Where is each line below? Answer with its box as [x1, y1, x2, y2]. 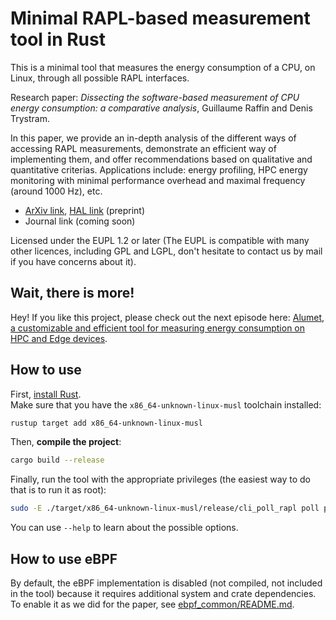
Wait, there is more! [10, 285, 135, 302]
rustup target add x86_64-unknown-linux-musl [10, 418, 203, 428]
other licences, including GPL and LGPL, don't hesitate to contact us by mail [10, 245, 323, 257]
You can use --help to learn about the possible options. [10, 522, 239, 534]
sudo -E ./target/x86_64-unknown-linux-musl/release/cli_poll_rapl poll [10, 503, 320, 514]
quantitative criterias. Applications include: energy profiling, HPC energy [10, 163, 308, 176]
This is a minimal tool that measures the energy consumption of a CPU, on [10, 61, 316, 73]
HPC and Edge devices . [10, 332, 108, 344]
